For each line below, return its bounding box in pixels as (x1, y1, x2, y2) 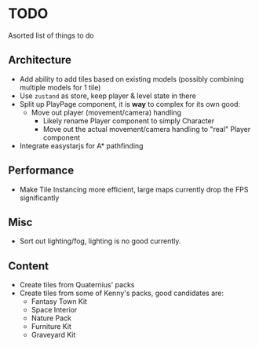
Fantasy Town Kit (31, 297, 88, 306)
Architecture (8, 53, 72, 67)
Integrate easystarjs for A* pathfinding (19, 141, 144, 150)
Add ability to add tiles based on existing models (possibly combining (19, 74, 244, 83)
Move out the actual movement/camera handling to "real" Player (42, 124, 251, 133)
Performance (8, 164, 75, 177)
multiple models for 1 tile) (19, 82, 101, 92)
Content (8, 259, 49, 272)
